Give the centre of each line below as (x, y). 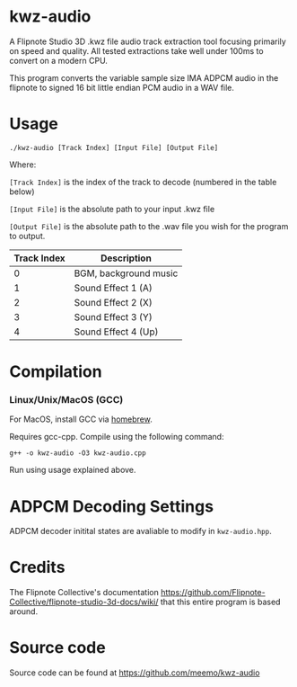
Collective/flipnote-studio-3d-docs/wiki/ (84, 602)
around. (24, 611)
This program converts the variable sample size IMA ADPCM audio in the (144, 77)
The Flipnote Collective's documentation (84, 593)
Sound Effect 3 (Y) (113, 317)
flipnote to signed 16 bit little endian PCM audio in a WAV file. (122, 87)
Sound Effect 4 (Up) (116, 332)
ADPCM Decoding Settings (111, 506)
